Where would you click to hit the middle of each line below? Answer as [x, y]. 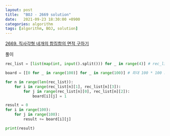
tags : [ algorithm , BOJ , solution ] [42, 29]
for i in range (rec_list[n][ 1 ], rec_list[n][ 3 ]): [68, 87]
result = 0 [17, 105]
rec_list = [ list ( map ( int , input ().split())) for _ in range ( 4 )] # [78, 64]
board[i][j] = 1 [49, 96]
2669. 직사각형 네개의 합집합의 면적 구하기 [47, 44]
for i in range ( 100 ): [28, 110]
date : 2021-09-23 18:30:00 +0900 [43, 19]
